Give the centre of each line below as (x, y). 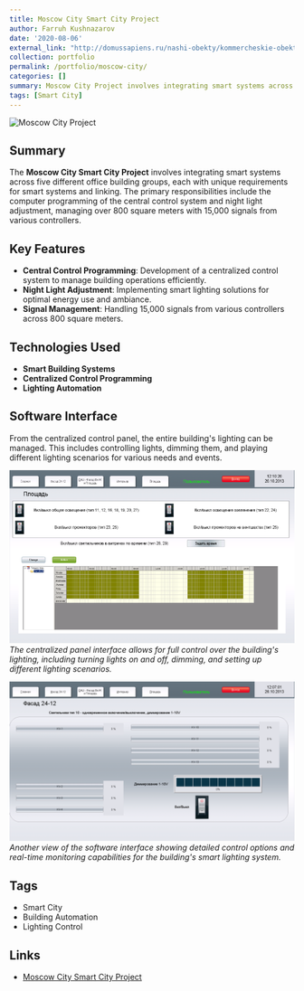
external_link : (38, 48)
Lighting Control (52, 927)
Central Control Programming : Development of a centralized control (150, 270)
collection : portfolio (52, 57)
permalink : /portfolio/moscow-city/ (78, 67)
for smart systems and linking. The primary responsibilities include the (140, 192)
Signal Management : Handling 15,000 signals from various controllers (153, 309)
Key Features (47, 249)
